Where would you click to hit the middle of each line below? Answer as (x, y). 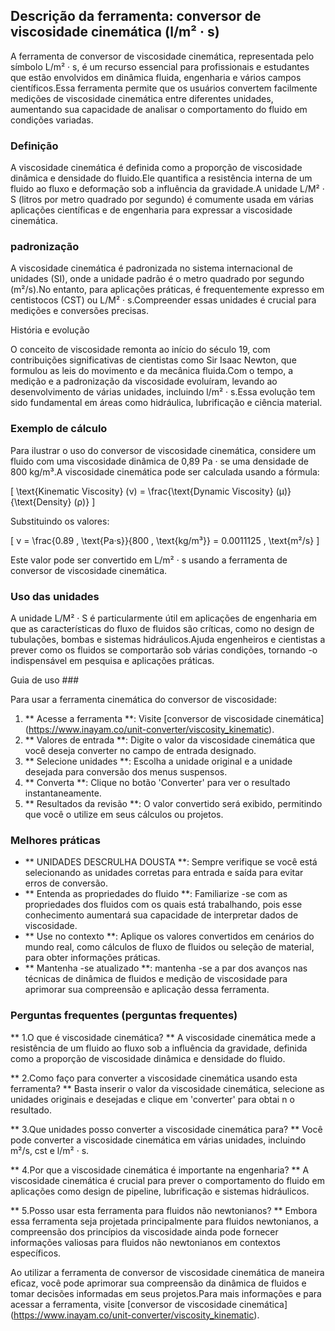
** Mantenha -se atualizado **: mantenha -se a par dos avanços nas (166, 968)
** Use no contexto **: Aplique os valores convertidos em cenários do (169, 936)
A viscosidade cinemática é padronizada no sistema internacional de (151, 268)
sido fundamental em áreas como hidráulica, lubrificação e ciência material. (166, 403)
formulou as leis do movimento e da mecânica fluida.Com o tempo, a (152, 371)
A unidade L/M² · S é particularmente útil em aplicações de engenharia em (163, 618)
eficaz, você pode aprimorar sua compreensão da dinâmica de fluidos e (158, 1283)
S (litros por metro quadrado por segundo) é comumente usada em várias (162, 200)
